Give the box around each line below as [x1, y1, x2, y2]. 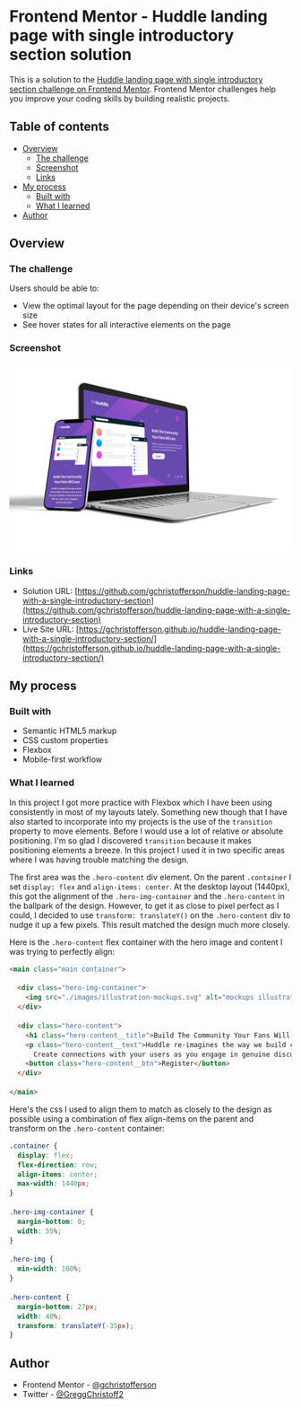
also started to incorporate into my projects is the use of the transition [9, 816, 273, 826]
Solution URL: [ [21, 585, 78, 596]
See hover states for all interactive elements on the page [21, 319, 231, 330]
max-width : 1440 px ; [17, 1179, 90, 1188]
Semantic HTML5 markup [21, 725, 117, 737]
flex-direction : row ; [17, 1160, 99, 1169]
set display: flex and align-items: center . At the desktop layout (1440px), [9, 881, 290, 892]
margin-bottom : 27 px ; [17, 1302, 99, 1311]
